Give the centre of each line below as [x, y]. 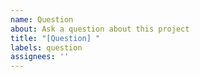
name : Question [42, 19]
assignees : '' [40, 57]
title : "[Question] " [55, 38]
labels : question [46, 47]
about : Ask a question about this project [100, 29]
